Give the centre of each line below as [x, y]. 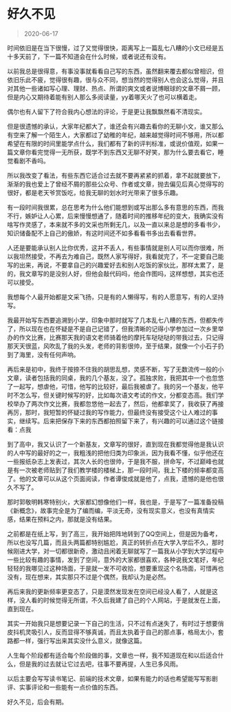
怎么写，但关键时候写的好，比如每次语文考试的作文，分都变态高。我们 [118, 395]
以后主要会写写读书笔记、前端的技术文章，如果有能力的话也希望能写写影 [109, 678]
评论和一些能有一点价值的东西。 [76, 687]
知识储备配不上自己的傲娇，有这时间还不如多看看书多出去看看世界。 [103, 233]
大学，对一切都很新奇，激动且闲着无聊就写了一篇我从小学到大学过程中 [124, 551]
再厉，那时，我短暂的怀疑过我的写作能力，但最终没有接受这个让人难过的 [109, 412]
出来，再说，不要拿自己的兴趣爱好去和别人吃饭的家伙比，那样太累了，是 [121, 265]
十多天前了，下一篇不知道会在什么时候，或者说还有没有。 [88, 57]
